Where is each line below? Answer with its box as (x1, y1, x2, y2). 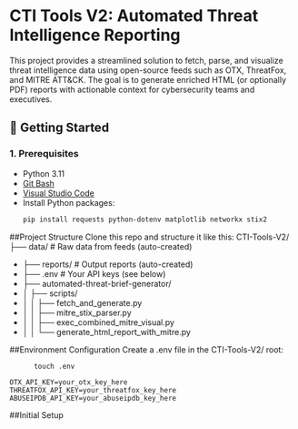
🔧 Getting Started (9, 120, 110, 136)
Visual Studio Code (22, 188, 95, 199)
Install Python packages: (22, 197, 115, 208)
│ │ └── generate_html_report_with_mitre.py (22, 326, 191, 337)
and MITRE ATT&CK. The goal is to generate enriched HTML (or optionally (9, 74, 287, 85)
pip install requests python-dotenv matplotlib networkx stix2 (22, 215, 268, 224)
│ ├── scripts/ (22, 288, 78, 299)
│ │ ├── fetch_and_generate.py (22, 297, 143, 308)
